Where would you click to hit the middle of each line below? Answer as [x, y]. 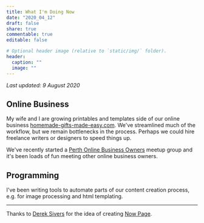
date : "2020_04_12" [31, 18]
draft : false [23, 23]
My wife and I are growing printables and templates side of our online [93, 119]
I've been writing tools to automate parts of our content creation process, [98, 190]
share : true [21, 29]
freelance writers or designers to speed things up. [69, 138]
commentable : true [29, 35]
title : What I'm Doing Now [40, 12]
